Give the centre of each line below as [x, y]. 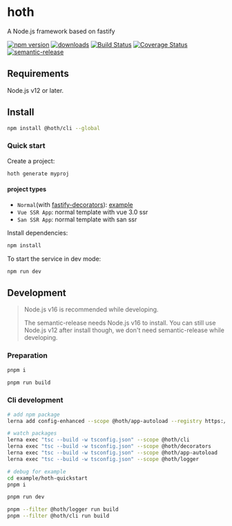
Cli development [35, 400]
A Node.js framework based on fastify [61, 31]
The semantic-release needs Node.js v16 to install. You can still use [120, 323]
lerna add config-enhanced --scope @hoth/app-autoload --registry [105, 421]
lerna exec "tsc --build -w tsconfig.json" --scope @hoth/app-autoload [112, 453]
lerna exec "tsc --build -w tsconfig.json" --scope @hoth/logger [103, 459]
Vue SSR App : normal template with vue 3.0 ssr [83, 212]
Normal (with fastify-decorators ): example [75, 204]
